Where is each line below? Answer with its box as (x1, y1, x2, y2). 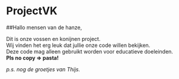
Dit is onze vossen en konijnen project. (6, 35, 101, 42)
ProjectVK (6, 4, 57, 18)
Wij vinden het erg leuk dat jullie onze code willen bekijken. (6, 42, 151, 49)
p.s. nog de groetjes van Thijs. (6, 65, 81, 72)
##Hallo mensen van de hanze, (6, 24, 82, 31)
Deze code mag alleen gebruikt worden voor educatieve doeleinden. (6, 48, 174, 55)
